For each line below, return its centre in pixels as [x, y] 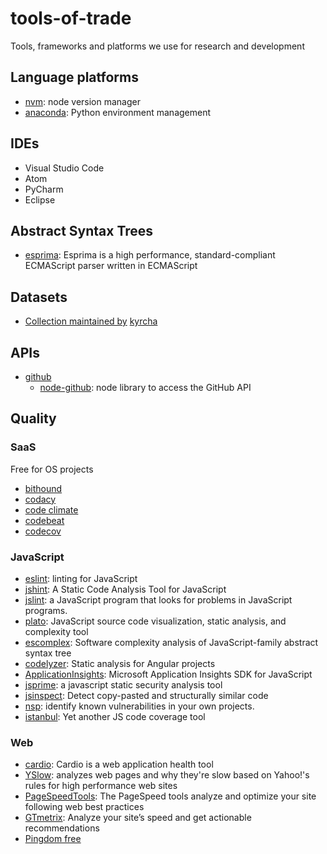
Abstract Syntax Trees [82, 230]
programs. [46, 610]
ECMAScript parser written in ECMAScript [111, 266]
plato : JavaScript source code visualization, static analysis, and [155, 621]
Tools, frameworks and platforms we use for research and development [157, 46]
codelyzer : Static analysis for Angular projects [120, 663]
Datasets [39, 297]
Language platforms [74, 77]
